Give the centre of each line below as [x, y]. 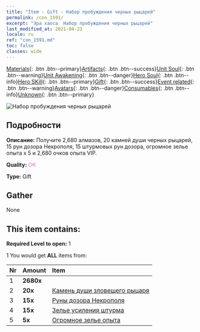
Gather [20, 195]
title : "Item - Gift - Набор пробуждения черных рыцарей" [81, 12]
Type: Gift [19, 176]
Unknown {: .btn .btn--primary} [56, 94]
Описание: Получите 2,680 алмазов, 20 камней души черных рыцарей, [99, 140]
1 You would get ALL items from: [47, 256]
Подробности [34, 125]
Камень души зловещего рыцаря [101, 291]
